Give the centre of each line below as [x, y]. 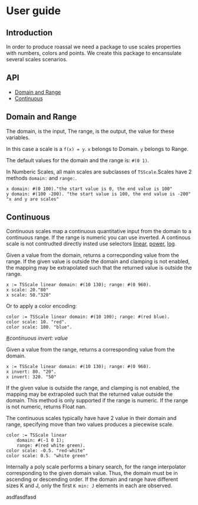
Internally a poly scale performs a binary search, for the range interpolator [96, 467]
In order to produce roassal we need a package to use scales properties [94, 47]
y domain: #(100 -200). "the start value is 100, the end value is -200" [99, 194]
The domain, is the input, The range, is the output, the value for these [90, 131]
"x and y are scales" [33, 199]
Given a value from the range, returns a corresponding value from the [90, 350]
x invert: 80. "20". [32, 372]
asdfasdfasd [21, 497]
